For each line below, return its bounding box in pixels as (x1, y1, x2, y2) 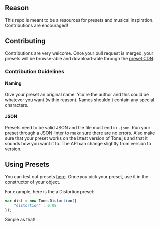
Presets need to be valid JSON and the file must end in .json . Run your (5, 124, 151, 130)
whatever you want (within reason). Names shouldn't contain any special (5, 97, 154, 103)
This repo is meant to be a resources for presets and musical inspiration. (5, 17, 154, 23)
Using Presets (5, 160, 50, 169)
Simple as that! (5, 217, 36, 223)
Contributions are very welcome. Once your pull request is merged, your (5, 50, 153, 56)
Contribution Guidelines (5, 68, 65, 75)
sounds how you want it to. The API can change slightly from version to (5, 140, 152, 146)
